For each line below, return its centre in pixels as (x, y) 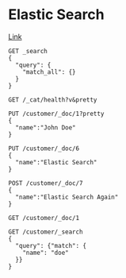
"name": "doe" (46, 253)
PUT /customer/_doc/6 (44, 149)
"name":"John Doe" (46, 127)
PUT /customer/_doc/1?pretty (56, 114)
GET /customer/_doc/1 (44, 218)
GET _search (28, 51)
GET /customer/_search (46, 232)
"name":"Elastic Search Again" (67, 197)
